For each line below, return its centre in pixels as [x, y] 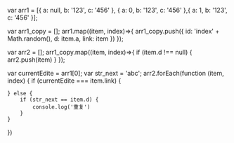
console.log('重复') [61, 107]
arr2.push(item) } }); [36, 60]
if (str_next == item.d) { [59, 100]
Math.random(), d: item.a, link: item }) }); [66, 39]
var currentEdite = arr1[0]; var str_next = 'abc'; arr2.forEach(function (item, [116, 73]
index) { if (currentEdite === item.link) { [64, 81]
